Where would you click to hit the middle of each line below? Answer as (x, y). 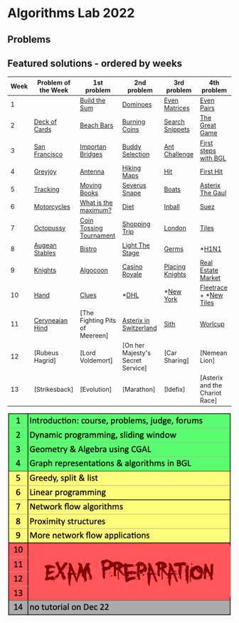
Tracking (47, 189)
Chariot (211, 393)
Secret (132, 360)
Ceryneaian (51, 320)
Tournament (97, 235)
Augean (45, 245)
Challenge (179, 154)
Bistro (88, 249)
